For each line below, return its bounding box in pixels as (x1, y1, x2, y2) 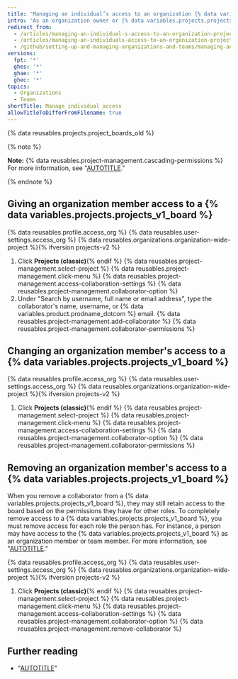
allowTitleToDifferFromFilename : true (7, 109, 122, 116)
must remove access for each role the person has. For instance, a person (7, 522, 221, 530)
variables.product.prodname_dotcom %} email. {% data (17, 309, 181, 318)
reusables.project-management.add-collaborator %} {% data (17, 317, 196, 325)
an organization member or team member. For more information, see (7, 537, 208, 546)
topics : (7, 83, 30, 90)
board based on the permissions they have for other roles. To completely (7, 507, 220, 515)
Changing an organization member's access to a (7, 344, 226, 357)
